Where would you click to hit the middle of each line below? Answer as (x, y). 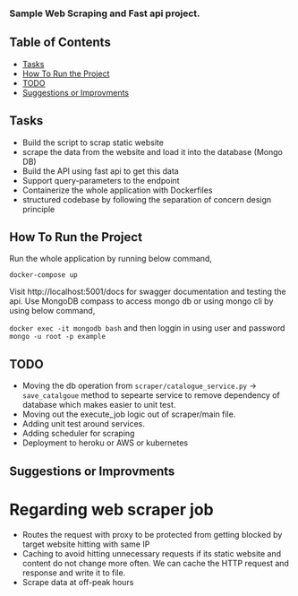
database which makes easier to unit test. (99, 405)
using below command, (52, 311)
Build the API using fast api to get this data (100, 171)
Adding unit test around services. (83, 424)
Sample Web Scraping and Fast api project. (105, 13)
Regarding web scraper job (111, 510)
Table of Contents (60, 43)
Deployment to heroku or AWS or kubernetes (105, 443)
